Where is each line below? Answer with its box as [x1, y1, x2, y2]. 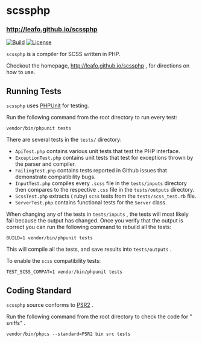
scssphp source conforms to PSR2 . [6, 301, 93, 309]
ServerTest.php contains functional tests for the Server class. [14, 199, 167, 206]
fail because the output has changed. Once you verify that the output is [6, 217, 184, 224]
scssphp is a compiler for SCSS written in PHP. [6, 51, 121, 58]
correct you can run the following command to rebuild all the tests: [6, 224, 172, 231]
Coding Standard [6, 285, 72, 295]
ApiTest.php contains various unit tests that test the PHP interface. [14, 148, 181, 155]
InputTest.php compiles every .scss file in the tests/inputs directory [14, 180, 187, 187]
